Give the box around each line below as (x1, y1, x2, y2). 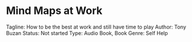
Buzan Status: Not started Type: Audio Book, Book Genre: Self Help (6, 29, 168, 36)
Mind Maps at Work (6, 4, 103, 17)
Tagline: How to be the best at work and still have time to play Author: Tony (6, 23, 187, 30)
